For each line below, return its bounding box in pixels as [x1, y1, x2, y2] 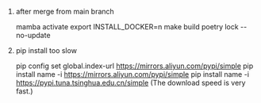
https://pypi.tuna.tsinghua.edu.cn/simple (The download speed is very [15, 78, 246, 87]
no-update [15, 31, 51, 40]
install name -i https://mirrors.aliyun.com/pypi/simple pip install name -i [15, 70, 250, 78]
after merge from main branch [15, 7, 115, 16]
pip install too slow [15, 46, 78, 55]
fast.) [15, 86, 33, 96]
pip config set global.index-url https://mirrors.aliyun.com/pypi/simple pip [15, 61, 254, 71]
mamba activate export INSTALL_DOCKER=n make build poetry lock [15, 22, 240, 31]
